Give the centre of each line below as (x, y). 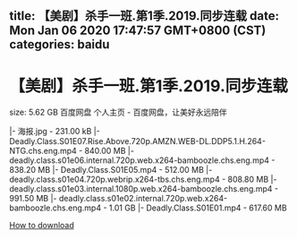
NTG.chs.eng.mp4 (43, 151)
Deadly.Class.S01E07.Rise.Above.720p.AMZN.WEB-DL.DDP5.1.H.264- (138, 141)
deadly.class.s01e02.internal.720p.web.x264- (143, 199)
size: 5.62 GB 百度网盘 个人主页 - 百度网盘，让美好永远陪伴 (118, 112)
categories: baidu (59, 44)
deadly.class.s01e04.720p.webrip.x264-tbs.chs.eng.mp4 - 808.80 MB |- (143, 179)
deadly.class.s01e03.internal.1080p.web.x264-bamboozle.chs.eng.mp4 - (144, 189)
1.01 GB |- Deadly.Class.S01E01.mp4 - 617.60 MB (198, 208)
